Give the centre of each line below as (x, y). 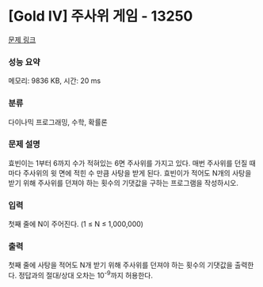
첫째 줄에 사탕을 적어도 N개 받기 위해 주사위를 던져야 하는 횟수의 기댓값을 (121, 265)
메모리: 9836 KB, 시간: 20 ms (55, 81)
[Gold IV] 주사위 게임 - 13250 (101, 16)
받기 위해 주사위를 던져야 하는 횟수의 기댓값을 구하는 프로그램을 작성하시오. (124, 183)
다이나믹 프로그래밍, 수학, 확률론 (58, 122)
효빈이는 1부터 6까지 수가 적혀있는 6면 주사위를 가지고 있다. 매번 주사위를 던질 (128, 163)
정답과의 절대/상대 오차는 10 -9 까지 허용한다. (86, 275)
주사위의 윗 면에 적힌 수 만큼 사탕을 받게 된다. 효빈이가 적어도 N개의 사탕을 (137, 173)
